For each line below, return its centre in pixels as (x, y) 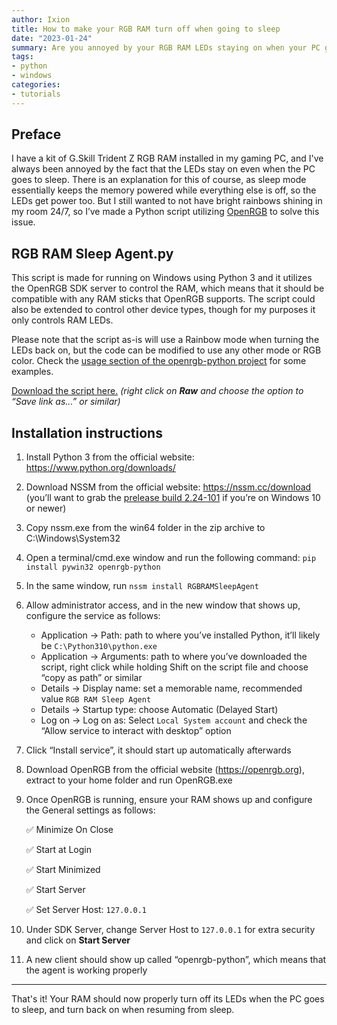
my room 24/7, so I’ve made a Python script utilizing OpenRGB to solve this (165, 212)
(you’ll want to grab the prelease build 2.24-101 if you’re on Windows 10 (173, 498)
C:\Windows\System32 (73, 538)
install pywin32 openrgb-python (93, 567)
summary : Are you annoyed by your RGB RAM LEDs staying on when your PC (166, 47)
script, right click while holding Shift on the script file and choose (174, 667)
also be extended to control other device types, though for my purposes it (163, 310)
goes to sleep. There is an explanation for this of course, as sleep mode (159, 180)
